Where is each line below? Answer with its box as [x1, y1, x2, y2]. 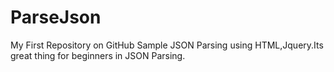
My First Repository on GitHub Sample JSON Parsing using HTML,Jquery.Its [10, 39, 324, 51]
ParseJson [10, 6, 102, 29]
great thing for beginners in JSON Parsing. [10, 49, 186, 61]
